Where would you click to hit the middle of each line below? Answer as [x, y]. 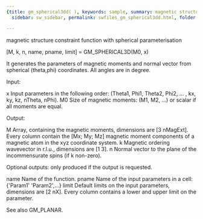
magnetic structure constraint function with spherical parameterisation [94, 40]
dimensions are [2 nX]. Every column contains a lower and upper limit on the [101, 192]
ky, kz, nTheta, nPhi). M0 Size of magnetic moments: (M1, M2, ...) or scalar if [101, 100]
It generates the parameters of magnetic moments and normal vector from [99, 64]
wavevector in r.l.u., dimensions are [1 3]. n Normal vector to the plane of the [101, 149]
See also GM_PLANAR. [35, 210]
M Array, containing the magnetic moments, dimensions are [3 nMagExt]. [97, 129]
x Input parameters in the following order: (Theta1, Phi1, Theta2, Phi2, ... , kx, [101, 93]
